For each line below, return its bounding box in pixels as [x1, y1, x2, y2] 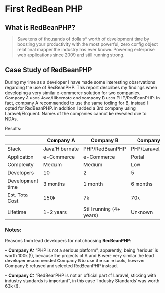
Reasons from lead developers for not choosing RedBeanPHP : [5, 238, 132, 244]
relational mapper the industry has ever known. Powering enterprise [17, 47, 155, 52]
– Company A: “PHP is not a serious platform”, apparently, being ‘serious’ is [5, 247, 158, 253]
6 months [131, 180, 153, 187]
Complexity [7, 161, 34, 168]
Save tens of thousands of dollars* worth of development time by [17, 36, 150, 42]
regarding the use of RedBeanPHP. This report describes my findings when [5, 84, 157, 90]
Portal [131, 153, 145, 160]
